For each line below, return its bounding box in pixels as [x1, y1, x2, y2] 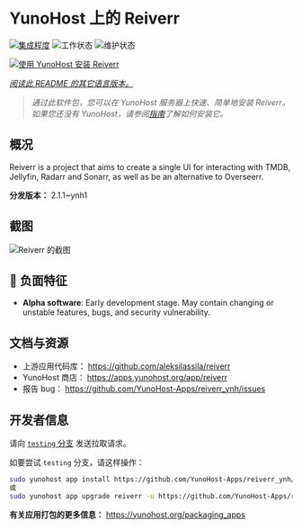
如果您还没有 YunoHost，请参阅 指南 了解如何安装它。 [31, 108, 228, 119]
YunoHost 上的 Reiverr [9, 8, 180, 29]
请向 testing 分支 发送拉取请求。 [9, 438, 131, 448]
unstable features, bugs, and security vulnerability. [22, 307, 211, 318]
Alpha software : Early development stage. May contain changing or [22, 298, 274, 309]
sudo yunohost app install [9, 475, 111, 484]
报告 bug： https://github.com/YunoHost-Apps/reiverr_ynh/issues [22, 383, 266, 394]
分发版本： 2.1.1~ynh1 [9, 190, 88, 201]
